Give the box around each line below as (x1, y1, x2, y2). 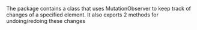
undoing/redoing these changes (6, 18, 86, 24)
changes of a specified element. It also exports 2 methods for (6, 11, 159, 18)
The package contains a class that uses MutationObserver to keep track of (6, 5, 191, 12)
